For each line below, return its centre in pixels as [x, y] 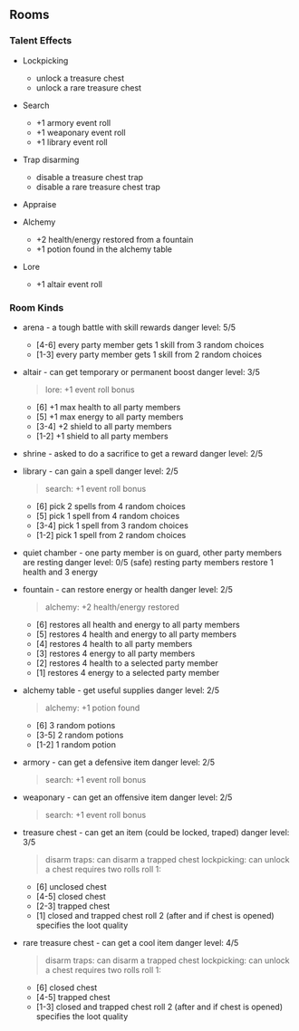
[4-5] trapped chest [73, 997]
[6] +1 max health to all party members [108, 407]
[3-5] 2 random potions [80, 735]
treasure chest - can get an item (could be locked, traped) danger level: [156, 832]
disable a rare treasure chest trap [98, 187]
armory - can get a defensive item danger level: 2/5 [119, 762]
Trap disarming [51, 159]
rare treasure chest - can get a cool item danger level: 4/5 [130, 942]
